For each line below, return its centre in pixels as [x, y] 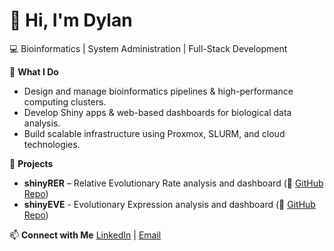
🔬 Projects [31, 163]
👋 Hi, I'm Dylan [71, 20]
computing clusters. [65, 101]
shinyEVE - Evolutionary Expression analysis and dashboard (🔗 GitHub [169, 204]
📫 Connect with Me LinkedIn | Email [85, 235]
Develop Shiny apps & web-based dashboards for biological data [157, 112]
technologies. [52, 144]
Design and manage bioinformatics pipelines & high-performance [158, 91]
